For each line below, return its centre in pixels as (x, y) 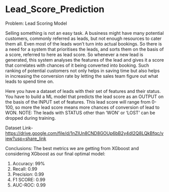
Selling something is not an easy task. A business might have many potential (84, 33)
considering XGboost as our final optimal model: (55, 154)
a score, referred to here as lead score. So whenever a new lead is (74, 55)
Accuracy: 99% (29, 163)
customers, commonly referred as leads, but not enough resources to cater (83, 38)
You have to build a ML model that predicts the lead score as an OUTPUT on (84, 97)
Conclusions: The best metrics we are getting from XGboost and (72, 148)
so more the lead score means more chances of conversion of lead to (87, 107)
